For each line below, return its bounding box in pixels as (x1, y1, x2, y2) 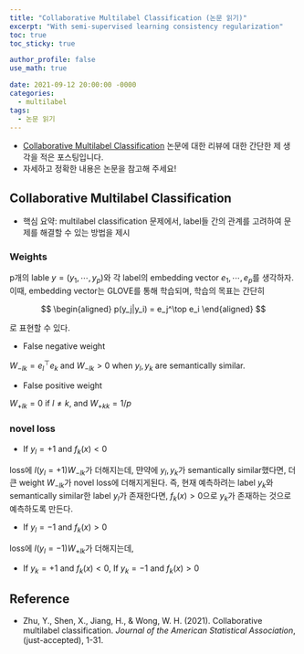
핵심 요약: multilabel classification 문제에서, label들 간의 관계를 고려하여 (22, 216, 282, 227)
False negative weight (22, 341, 106, 352)
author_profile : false (9, 56, 96, 65)
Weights (9, 250, 47, 263)
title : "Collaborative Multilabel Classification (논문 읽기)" (9, 13, 248, 23)
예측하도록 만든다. (9, 503, 74, 514)
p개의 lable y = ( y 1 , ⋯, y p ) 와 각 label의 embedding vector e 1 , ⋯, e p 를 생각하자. (9, 272, 294, 286)
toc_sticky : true (9, 38, 76, 48)
